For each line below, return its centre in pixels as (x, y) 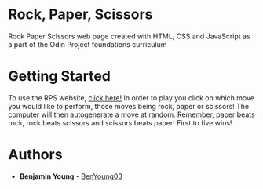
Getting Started (60, 76)
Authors (35, 155)
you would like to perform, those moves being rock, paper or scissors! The (129, 106)
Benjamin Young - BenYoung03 (71, 176)
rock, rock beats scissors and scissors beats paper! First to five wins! (120, 122)
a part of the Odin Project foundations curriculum (88, 44)
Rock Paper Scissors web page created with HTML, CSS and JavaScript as (129, 36)
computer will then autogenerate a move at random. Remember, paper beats (131, 114)
